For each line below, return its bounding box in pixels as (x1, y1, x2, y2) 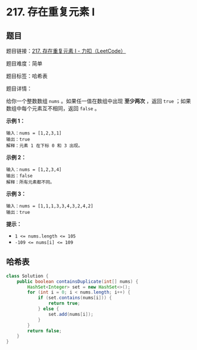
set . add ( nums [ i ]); (48, 311, 94, 317)
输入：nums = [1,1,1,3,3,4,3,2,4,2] (6, 203, 94, 209)
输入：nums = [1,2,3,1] (6, 130, 62, 136)
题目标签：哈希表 (6, 72, 48, 80)
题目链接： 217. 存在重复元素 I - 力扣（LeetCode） (6, 48, 126, 54)
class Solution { (6, 273, 49, 279)
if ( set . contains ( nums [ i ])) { (37, 295, 112, 301)
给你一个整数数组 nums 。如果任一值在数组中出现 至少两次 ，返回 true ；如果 (6, 98, 191, 104)
